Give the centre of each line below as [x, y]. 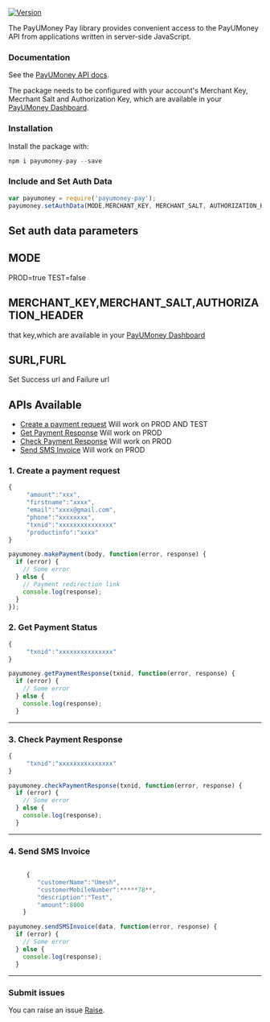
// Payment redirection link [72, 584]
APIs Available [45, 405]
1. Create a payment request [64, 471]
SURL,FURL [37, 360]
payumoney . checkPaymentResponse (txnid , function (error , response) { [125, 785]
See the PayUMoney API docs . [59, 75]
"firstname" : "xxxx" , [60, 503]
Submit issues [37, 992]
